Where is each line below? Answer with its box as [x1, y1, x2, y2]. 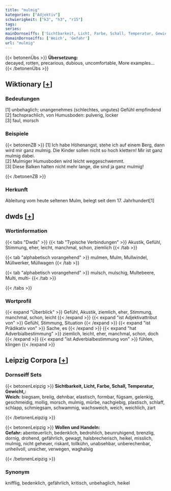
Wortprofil [5, 297, 32, 304]
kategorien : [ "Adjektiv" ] [5, 12, 60, 17]
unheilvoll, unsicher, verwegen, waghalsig [5, 446, 93, 452]
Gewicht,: [5, 388, 26, 394]
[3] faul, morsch [5, 117, 39, 124]
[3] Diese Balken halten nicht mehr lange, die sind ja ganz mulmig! [5, 163, 144, 169]
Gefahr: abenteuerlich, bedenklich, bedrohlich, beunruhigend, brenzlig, [5, 429, 155, 436]
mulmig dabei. [5, 152, 35, 159]
